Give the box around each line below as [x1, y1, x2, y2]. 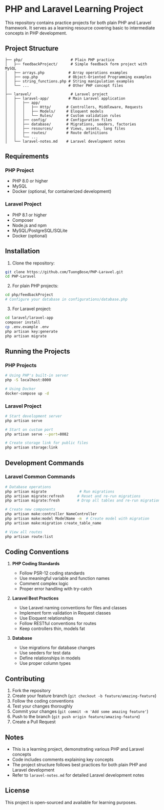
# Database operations [5, 484, 51, 489]
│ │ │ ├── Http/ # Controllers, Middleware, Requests [5, 105, 143, 109]
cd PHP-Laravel [5, 274, 36, 279]
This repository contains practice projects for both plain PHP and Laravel [5, 20, 151, 26]
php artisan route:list [5, 534, 54, 539]
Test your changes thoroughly [12, 703, 73, 709]
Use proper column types [19, 660, 71, 666]
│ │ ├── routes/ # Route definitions [5, 130, 108, 135]
